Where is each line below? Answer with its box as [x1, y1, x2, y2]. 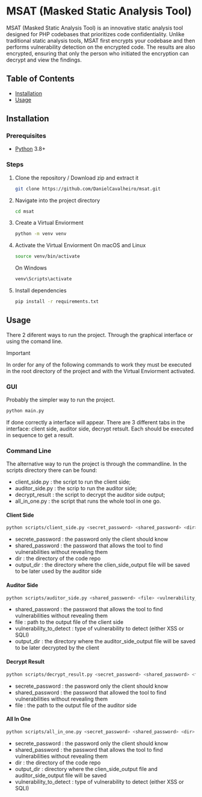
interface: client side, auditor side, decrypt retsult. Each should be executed [6, 425, 194, 432]
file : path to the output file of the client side [14, 619, 124, 626]
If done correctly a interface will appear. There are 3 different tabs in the [6, 418, 185, 426]
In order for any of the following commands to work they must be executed [6, 361, 192, 368]
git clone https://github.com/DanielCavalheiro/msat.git [14, 186, 161, 192]
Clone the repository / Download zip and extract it [14, 174, 139, 181]
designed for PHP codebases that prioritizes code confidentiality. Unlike [6, 30, 185, 37]
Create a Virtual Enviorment [14, 219, 84, 227]
